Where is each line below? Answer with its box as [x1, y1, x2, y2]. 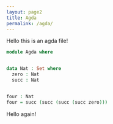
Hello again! [6, 110, 37, 117]
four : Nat [6, 93, 34, 99]
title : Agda [6, 15, 37, 21]
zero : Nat [12, 71, 40, 77]
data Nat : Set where [6, 66, 62, 72]
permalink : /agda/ [6, 20, 53, 26]
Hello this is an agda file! [6, 37, 68, 45]
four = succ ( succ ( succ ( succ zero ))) [6, 99, 108, 105]
